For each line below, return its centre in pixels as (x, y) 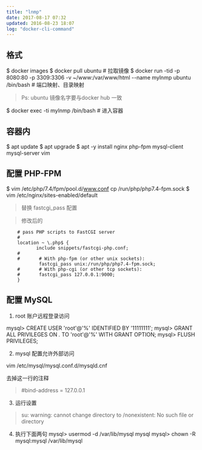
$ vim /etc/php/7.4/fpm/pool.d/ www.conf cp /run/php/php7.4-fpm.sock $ (98, 188)
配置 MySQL (29, 300)
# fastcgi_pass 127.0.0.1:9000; (66, 274)
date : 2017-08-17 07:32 (36, 18)
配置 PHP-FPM (34, 174)
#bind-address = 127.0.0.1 (53, 390)
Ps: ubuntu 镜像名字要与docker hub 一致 (72, 98)
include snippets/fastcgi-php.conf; (82, 248)
